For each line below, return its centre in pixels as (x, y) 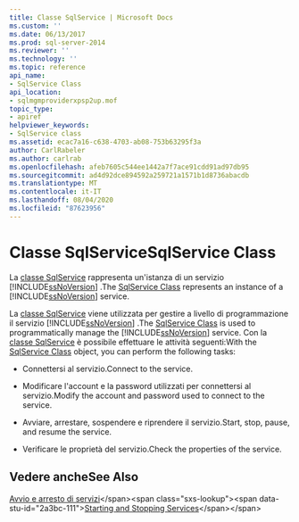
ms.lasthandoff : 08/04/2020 (62, 200)
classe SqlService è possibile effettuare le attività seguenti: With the (133, 342)
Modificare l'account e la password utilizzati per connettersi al (137, 385)
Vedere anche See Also (74, 477)
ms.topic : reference (48, 68)
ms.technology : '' (43, 59)
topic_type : (31, 109)
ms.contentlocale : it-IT (55, 192)
